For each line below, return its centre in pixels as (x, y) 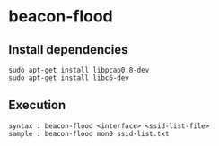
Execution (37, 105)
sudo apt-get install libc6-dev (69, 78)
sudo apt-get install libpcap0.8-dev (79, 70)
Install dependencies (68, 50)
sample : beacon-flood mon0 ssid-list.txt (89, 133)
